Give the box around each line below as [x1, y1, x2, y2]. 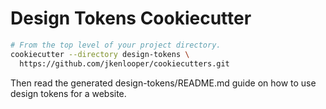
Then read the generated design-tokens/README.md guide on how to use [10, 77, 317, 89]
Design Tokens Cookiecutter [10, 7, 252, 30]
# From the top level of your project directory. [10, 40, 222, 50]
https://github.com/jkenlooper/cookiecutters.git [19, 58, 230, 69]
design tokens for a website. [10, 87, 127, 99]
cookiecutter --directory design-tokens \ [10, 49, 190, 59]
